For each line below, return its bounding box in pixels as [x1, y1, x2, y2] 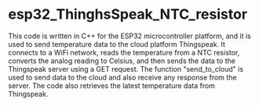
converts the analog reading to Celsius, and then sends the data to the [8, 56, 235, 65]
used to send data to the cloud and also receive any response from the [8, 72, 237, 82]
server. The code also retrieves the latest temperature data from [8, 80, 216, 90]
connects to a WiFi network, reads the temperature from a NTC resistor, [8, 48, 240, 57]
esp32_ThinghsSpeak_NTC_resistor [8, 5, 248, 23]
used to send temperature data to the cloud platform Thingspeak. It [8, 39, 226, 48]
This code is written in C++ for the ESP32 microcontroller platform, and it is [8, 31, 251, 41]
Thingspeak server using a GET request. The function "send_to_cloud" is [8, 64, 244, 73]
